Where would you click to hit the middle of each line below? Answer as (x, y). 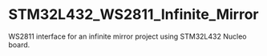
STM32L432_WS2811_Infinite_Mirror (133, 15)
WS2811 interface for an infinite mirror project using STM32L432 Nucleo (127, 36)
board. (19, 44)
